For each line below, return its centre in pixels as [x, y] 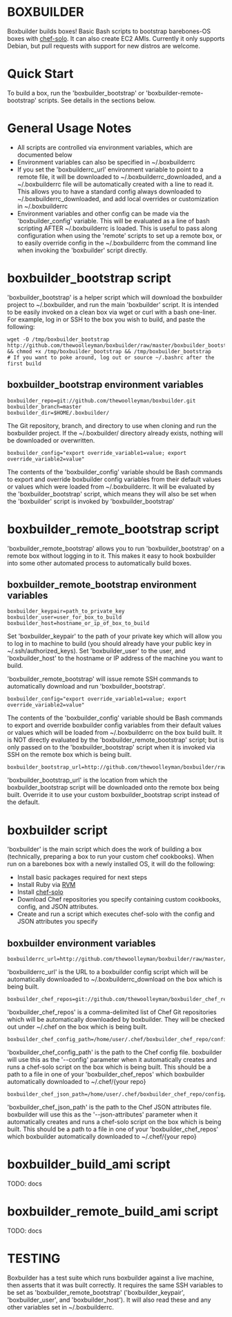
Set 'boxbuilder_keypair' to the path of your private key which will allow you [115, 636]
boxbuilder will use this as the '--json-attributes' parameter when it [103, 1114]
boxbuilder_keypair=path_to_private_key [66, 611]
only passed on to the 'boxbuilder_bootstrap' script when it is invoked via [111, 747]
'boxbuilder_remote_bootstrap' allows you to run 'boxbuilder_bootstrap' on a [116, 548]
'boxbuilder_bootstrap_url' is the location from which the [87, 780]
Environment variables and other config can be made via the [103, 213]
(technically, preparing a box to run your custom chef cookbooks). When [110, 857]
